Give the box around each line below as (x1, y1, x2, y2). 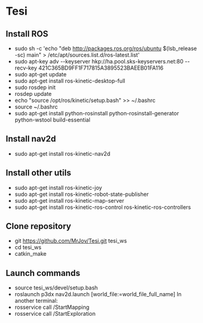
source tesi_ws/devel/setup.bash (14, 284, 98, 291)
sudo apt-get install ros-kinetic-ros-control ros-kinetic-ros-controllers (14, 203, 191, 211)
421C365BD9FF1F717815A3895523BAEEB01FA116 (38, 64, 164, 71)
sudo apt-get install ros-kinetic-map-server (14, 197, 125, 204)
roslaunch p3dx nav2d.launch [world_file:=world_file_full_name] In (14, 291, 182, 298)
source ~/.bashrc (14, 103, 59, 111)
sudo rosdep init (14, 84, 56, 91)
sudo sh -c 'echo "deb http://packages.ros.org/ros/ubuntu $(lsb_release (14, 45, 197, 52)
